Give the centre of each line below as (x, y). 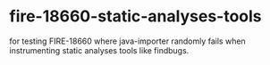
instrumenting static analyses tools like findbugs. (99, 50)
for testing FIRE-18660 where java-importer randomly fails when (127, 41)
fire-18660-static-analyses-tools (135, 16)
